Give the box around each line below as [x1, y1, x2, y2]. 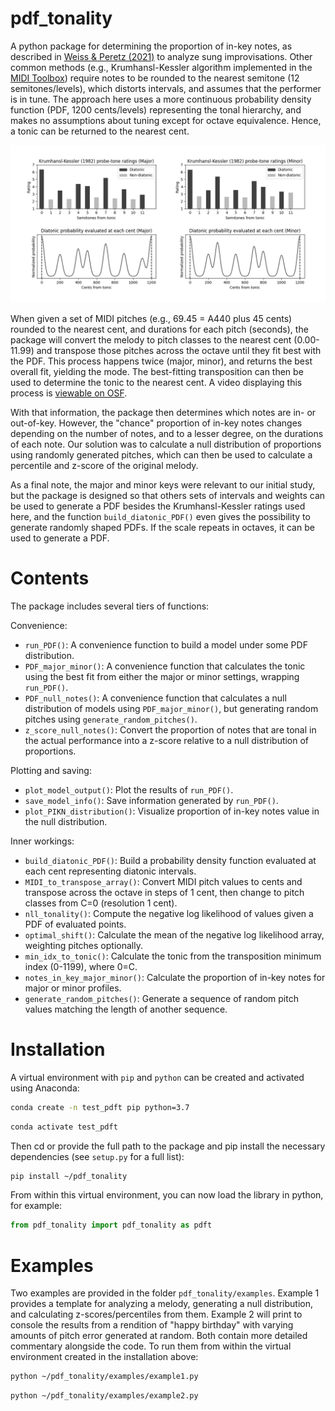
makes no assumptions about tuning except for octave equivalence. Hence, [10, 114, 322, 126]
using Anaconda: [10, 1082, 80, 1094]
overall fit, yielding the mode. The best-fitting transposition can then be [10, 365, 304, 377]
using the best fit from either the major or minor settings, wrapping [24, 670, 300, 682]
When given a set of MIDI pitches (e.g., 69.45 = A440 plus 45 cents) [10, 312, 293, 324]
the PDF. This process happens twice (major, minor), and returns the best [10, 355, 313, 367]
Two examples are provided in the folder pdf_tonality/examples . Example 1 [10, 1287, 320, 1299]
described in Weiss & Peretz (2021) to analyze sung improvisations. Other [10, 50, 313, 62]
